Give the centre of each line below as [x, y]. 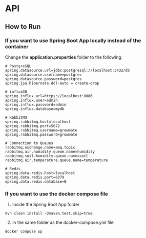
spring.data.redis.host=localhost [40, 173]
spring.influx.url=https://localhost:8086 [49, 96]
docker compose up [24, 232]
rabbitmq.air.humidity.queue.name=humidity [50, 151]
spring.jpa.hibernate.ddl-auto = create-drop [52, 83]
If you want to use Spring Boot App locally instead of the [73, 41]
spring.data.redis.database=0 [36, 181]
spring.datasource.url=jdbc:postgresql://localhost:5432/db [68, 70]
